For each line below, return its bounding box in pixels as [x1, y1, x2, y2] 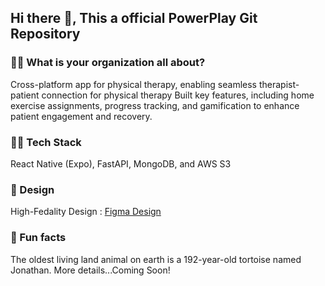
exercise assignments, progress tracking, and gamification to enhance [10, 99, 300, 111]
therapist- [258, 78, 300, 90]
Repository [10, 26, 81, 43]
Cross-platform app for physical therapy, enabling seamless [10, 78, 257, 90]
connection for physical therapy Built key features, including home [41, 89, 315, 101]
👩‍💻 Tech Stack [10, 135, 82, 149]
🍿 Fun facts [10, 231, 67, 245]
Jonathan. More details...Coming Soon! [10, 264, 171, 276]
